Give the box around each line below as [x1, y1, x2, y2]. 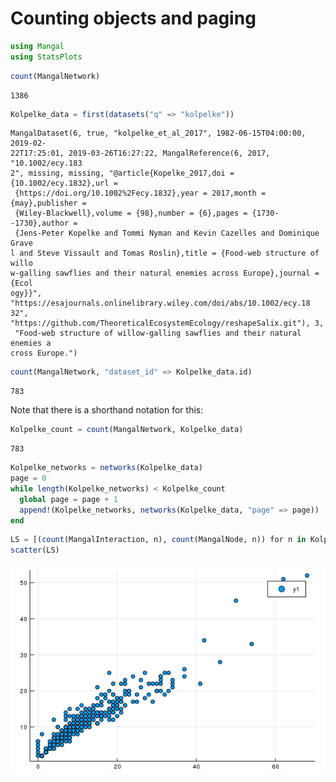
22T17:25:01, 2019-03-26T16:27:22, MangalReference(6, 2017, [10, 148, 271, 159]
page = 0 [10, 473, 47, 484]
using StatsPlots [10, 52, 83, 62]
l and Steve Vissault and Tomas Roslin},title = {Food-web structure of [10, 248, 320, 259]
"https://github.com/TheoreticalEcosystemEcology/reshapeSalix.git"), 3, [10, 318, 325, 329]
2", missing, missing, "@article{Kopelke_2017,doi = [10, 168, 235, 179]
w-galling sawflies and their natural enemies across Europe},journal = [10, 268, 320, 279]
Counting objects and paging [10, 7, 257, 30]
